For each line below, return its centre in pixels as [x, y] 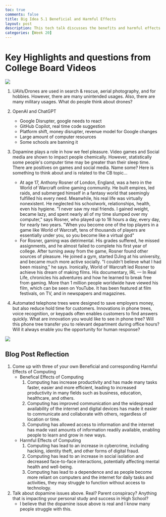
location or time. [44, 419]
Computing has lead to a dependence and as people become [89, 472]
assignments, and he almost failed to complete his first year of [83, 246]
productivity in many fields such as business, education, [84, 393]
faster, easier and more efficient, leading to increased [82, 387]
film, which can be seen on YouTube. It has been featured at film [85, 288]
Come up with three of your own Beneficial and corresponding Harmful [85, 366]
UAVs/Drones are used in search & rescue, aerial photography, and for [84, 91]
